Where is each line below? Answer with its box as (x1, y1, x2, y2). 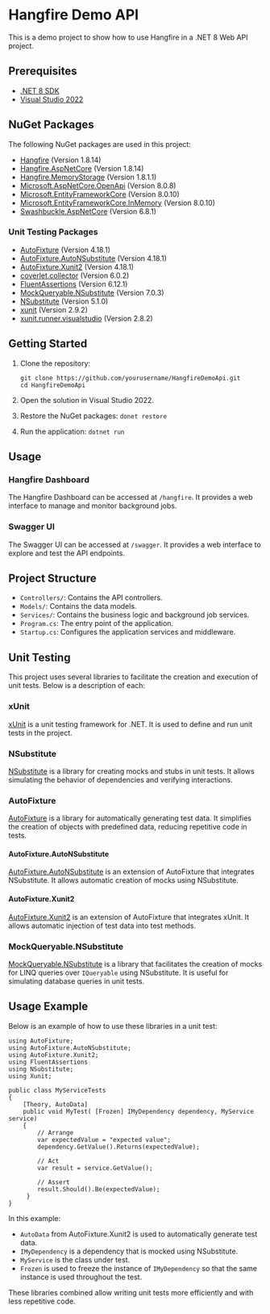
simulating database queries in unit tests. (8, 976, 145, 986)
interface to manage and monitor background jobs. (8, 501, 177, 510)
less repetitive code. (8, 1296, 76, 1306)
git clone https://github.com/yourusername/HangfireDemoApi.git (19, 374, 241, 382)
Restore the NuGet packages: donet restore (19, 410, 168, 421)
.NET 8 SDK (19, 86, 60, 95)
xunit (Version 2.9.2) (19, 304, 89, 314)
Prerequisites (8, 65, 77, 78)
